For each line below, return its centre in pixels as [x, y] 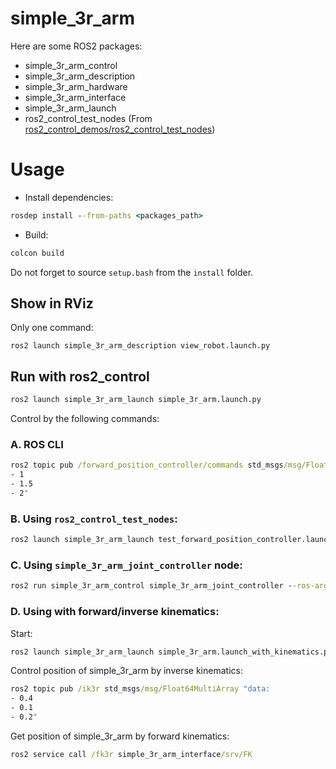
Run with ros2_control [80, 376]
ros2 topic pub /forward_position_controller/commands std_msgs [147, 465]
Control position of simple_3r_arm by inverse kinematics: [126, 671]
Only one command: [52, 328]
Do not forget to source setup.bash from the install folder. [132, 272]
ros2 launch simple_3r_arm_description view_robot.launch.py [140, 346]
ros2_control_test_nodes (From [88, 118]
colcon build [37, 253]
